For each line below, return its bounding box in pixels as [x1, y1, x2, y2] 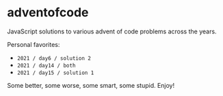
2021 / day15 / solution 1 [16, 69, 94, 76]
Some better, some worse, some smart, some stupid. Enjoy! [7, 81, 175, 89]
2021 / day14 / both [16, 62, 76, 69]
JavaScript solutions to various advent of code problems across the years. [7, 27, 217, 35]
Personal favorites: [7, 40, 60, 48]
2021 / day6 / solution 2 [16, 54, 91, 62]
